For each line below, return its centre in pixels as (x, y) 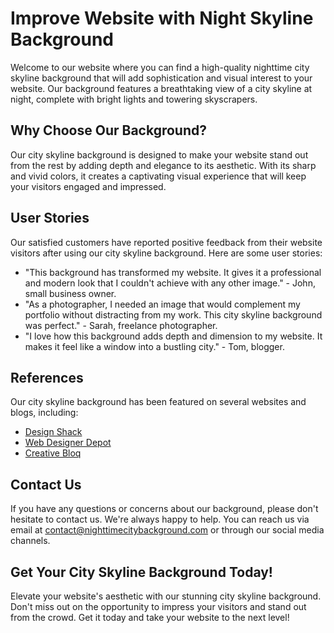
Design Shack (53, 432)
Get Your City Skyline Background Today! (141, 572)
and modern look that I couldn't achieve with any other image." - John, (170, 283)
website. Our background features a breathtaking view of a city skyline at (161, 88)
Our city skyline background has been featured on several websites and (158, 402)
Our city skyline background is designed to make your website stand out (159, 154)
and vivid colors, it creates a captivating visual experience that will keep (158, 176)
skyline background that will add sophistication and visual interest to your (161, 78)
